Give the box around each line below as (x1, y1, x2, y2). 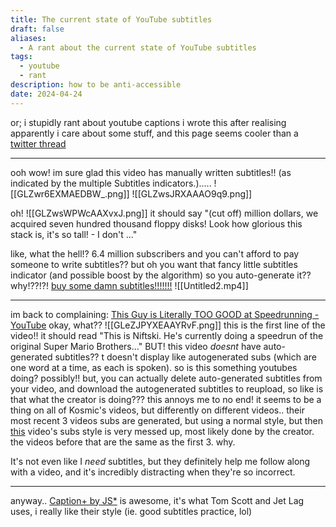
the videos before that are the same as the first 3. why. (10, 436, 236, 448)
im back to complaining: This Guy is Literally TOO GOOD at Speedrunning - (10, 308, 320, 320)
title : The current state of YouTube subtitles (10, 14, 213, 25)
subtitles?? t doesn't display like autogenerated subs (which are (54, 351, 317, 363)
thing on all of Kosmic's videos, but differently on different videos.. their (10, 404, 305, 416)
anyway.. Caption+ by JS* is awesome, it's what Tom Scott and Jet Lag (10, 494, 305, 506)
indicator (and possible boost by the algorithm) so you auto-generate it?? (10, 269, 312, 281)
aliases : (10, 33, 47, 43)
